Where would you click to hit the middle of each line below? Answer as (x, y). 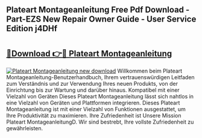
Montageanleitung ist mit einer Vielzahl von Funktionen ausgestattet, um (96, 109)
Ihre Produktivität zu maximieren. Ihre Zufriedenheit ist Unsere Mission (94, 115)
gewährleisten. (25, 128)
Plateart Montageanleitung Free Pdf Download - (98, 10)
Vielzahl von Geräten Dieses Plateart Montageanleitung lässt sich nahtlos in (100, 96)
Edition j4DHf (32, 28)
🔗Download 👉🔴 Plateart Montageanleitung (89, 53)
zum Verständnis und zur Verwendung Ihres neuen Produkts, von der (92, 84)
